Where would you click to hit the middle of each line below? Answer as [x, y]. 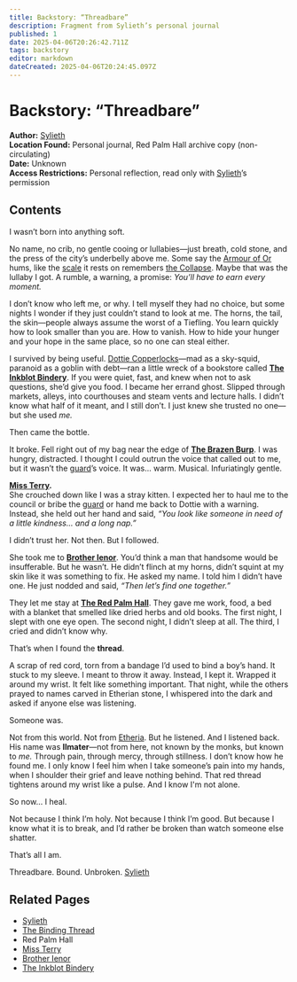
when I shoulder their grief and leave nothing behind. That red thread [135, 775]
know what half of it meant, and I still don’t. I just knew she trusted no [136, 405]
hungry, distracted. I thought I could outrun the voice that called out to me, [145, 458]
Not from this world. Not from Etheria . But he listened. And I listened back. [145, 737]
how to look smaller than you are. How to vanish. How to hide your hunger [145, 331]
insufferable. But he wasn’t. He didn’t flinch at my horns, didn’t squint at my [147, 566]
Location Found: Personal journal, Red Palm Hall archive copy [123, 144]
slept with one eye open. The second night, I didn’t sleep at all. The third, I [144, 621]
